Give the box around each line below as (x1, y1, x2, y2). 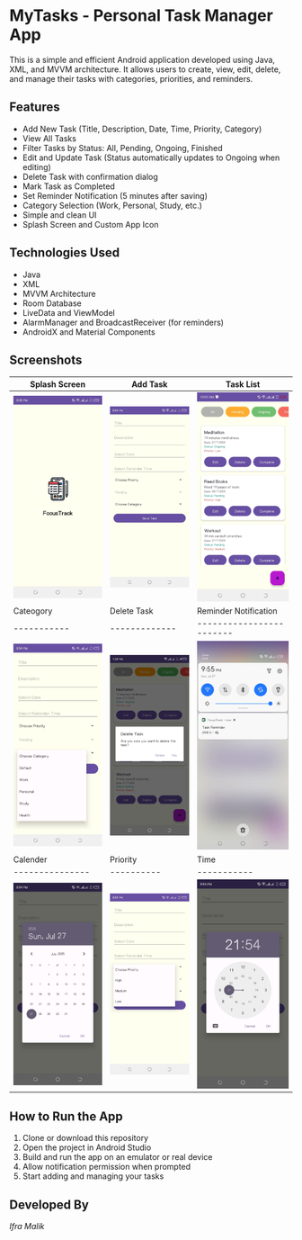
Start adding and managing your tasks (22, 1171, 164, 1182)
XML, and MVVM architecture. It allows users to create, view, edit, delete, (9, 64, 281, 75)
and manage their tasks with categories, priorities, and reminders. (9, 73, 253, 84)
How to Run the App (9, 1109, 123, 1124)
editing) (22, 161, 51, 172)
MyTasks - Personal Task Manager (9, 5, 274, 26)
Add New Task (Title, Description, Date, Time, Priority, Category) (22, 123, 262, 134)
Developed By (9, 1197, 90, 1212)
